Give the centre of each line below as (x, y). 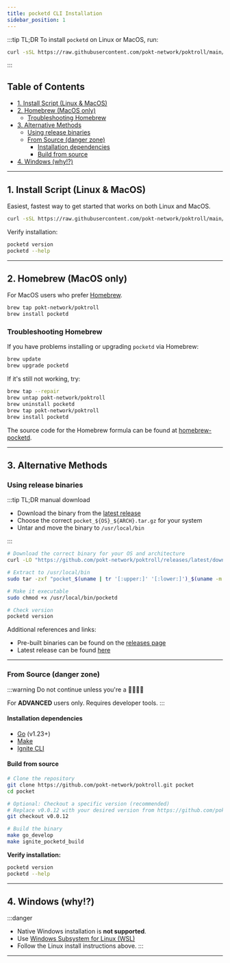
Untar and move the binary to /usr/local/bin (81, 528)
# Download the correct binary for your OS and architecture (96, 554)
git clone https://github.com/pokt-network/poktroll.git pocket (101, 785)
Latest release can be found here (64, 650)
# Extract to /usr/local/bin (49, 573)
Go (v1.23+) (34, 734)
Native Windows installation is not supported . (82, 931)
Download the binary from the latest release (79, 513)
